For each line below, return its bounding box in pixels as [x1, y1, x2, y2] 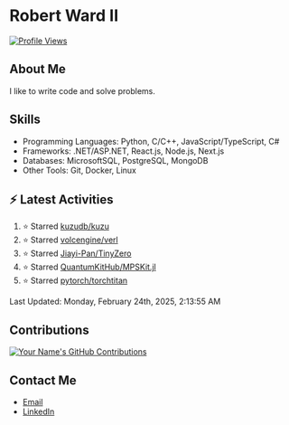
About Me [9, 61, 66, 77]
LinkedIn [22, 406, 55, 417]
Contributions [9, 322, 89, 337]
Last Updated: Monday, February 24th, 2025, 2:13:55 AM [9, 296, 221, 307]
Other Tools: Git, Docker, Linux [22, 165, 137, 175]
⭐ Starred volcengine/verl [22, 234, 119, 245]
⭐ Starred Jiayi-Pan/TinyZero [22, 248, 132, 259]
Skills [9, 112, 41, 127]
